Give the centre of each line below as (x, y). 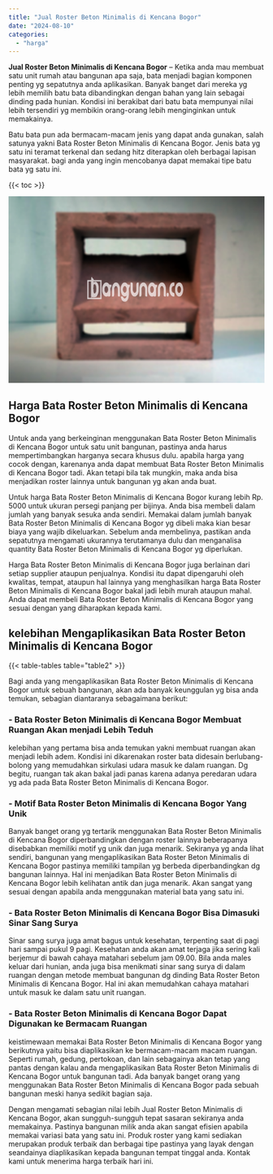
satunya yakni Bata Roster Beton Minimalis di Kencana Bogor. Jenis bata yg (134, 143)
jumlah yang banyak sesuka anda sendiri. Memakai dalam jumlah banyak (130, 514)
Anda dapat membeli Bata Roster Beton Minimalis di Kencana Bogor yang (131, 599)
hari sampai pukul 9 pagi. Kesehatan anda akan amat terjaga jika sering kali (134, 949)
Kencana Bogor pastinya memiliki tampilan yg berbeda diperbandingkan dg (134, 866)
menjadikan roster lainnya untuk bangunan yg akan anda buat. (113, 481)
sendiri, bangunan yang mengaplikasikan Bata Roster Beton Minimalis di (129, 857)
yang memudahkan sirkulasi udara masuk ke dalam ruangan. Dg (141, 765)
